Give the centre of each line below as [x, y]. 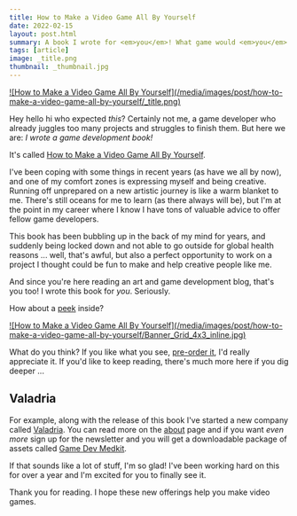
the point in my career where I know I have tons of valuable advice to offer [145, 209]
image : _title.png [43, 59]
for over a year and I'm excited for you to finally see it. [108, 474]
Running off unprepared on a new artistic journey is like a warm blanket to [144, 191]
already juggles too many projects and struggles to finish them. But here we [148, 128]
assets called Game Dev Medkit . [68, 448]
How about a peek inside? [57, 308]
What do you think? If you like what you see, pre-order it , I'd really [129, 352]
